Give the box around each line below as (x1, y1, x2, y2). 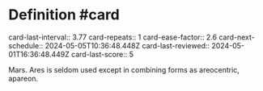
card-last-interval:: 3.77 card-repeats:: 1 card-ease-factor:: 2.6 (8, 32, 217, 42)
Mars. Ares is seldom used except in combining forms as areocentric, (8, 64, 240, 74)
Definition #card (8, 6, 120, 24)
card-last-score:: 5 (71, 49, 134, 59)
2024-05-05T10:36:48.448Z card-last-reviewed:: (45, 40, 210, 50)
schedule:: (8, 40, 44, 50)
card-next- (218, 32, 255, 42)
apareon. (8, 73, 39, 83)
